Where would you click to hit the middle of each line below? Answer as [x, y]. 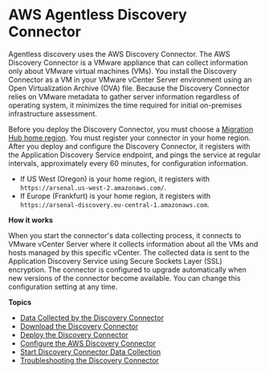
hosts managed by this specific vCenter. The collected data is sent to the [129, 252]
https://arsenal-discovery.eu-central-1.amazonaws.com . [115, 204]
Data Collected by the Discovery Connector [92, 318]
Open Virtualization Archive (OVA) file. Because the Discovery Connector [129, 88]
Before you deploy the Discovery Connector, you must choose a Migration [131, 129]
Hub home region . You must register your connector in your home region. [130, 137]
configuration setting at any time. [63, 286]
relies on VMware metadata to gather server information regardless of [124, 96]
